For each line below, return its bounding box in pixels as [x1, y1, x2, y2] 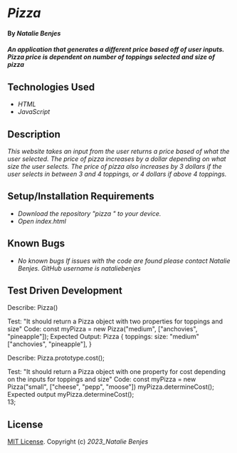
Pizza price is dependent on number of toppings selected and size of [7, 53, 216, 61]
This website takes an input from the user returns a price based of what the [7, 147, 230, 155]
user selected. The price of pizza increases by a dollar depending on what [7, 155, 226, 163]
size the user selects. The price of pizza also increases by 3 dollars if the [7, 162, 222, 170]
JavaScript [17, 108, 51, 116]
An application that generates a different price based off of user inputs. [7, 45, 225, 54]
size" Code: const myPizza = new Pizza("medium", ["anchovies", [7, 325, 198, 333]
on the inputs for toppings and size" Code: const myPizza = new [7, 375, 196, 384]
